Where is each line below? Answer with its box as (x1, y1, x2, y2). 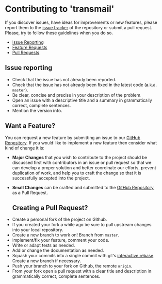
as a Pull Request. (12, 190, 48, 195)
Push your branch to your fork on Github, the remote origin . (12, 263, 132, 269)
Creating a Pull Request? (12, 203, 88, 212)
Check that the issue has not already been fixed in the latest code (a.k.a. (12, 82, 157, 88)
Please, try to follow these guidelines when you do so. (5, 30, 113, 35)
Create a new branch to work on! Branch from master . (12, 232, 120, 238)
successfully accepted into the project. (12, 175, 90, 181)
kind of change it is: (5, 145, 45, 151)
